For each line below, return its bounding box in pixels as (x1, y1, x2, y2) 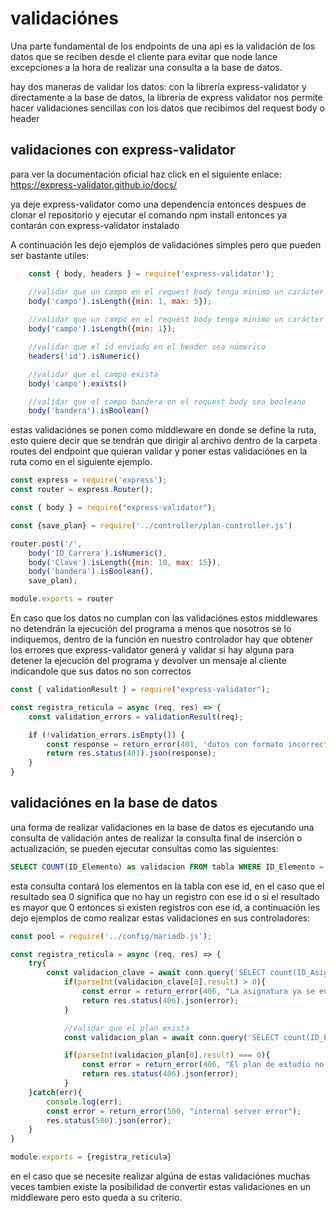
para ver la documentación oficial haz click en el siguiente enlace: (10, 168, 282, 180)
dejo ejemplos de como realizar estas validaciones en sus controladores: (10, 912, 311, 924)
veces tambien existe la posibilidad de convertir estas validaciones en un (10, 1181, 312, 1193)
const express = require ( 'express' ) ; (10, 475, 168, 486)
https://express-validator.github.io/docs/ (10, 178, 178, 191)
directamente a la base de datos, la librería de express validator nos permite (10, 91, 323, 103)
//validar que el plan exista (63, 1023, 190, 1033)
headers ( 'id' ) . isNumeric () (28, 351, 141, 361)
